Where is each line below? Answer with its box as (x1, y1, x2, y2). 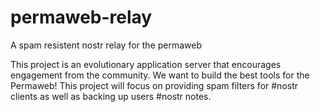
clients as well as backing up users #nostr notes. (10, 90, 212, 102)
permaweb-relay (10, 6, 153, 29)
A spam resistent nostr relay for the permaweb (10, 39, 203, 51)
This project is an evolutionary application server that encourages (10, 58, 282, 70)
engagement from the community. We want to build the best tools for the (10, 69, 310, 81)
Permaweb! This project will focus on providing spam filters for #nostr (10, 79, 299, 91)
